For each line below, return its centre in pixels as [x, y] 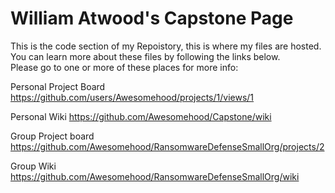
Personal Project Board [58, 86]
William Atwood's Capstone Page [152, 18]
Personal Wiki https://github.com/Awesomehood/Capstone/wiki [141, 116]
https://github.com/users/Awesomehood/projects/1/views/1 [132, 97]
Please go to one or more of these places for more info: [124, 67]
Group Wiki [33, 166]
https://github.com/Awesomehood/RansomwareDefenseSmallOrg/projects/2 [167, 146]
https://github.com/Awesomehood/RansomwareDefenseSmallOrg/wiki [155, 176]
